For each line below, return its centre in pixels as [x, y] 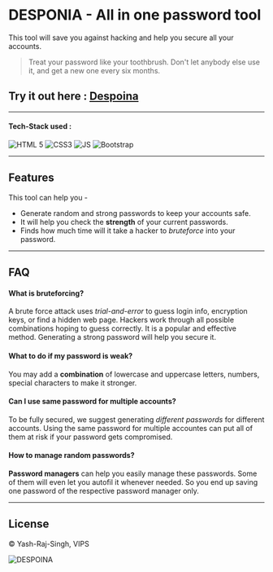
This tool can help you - [48, 197]
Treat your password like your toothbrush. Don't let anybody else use [144, 62]
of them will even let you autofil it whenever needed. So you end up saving [133, 482]
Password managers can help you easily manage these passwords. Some [133, 473]
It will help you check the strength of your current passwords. [124, 222]
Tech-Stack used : [40, 126]
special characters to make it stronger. [73, 383]
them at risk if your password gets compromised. [91, 437]
